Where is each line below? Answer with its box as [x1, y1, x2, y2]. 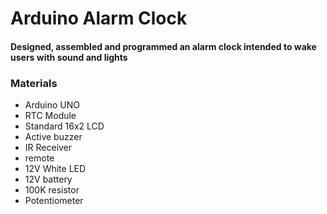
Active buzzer [24, 131, 83, 143]
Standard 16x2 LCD [24, 120, 105, 132]
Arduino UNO [24, 99, 81, 111]
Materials [10, 76, 58, 90]
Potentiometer [24, 195, 84, 207]
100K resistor [24, 184, 80, 196]
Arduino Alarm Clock [10, 7, 188, 30]
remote [24, 152, 55, 164]
